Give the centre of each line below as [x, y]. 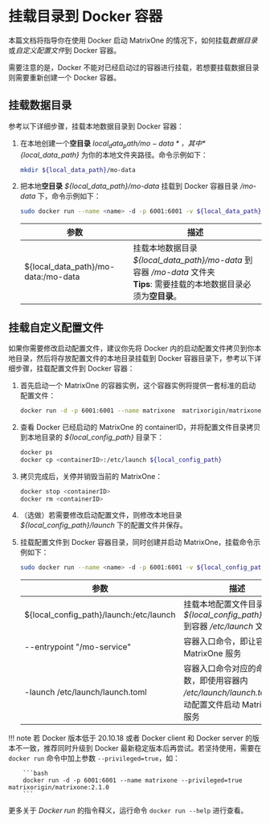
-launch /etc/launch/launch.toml [85, 692]
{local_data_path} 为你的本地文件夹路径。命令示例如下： [114, 154]
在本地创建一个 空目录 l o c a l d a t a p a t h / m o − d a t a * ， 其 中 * [113, 144]
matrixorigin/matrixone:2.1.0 [59, 788]
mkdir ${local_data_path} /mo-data [78, 170]
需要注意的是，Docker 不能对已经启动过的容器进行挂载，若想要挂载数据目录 [134, 67]
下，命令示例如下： [69, 196]
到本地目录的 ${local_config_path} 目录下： [92, 437]
